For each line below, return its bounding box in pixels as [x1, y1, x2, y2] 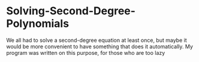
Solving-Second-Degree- [6, 4, 136, 18]
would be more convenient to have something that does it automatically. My [6, 43, 194, 50]
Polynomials [6, 17, 70, 30]
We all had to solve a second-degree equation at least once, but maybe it [6, 36, 187, 44]
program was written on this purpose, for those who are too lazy [6, 49, 165, 56]
